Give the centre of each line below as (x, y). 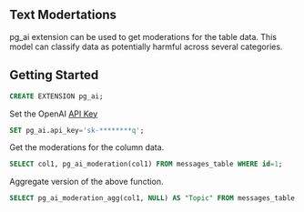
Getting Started (54, 75)
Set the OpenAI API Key (54, 114)
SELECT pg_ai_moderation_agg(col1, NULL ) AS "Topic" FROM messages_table (152, 198)
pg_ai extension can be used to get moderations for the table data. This (143, 36)
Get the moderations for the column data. (87, 147)
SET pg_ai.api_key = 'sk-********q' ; (77, 130)
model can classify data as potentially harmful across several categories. (146, 46)
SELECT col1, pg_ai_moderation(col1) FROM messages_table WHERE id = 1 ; (146, 164)
